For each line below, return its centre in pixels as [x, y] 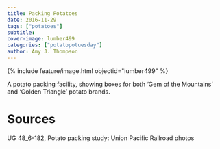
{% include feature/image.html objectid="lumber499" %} [88, 71]
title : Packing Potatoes [42, 13]
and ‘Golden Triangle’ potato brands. [59, 91]
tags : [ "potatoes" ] [35, 26]
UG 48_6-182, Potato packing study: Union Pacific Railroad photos [101, 138]
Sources [32, 119]
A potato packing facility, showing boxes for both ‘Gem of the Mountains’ [110, 84]
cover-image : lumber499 [41, 39]
